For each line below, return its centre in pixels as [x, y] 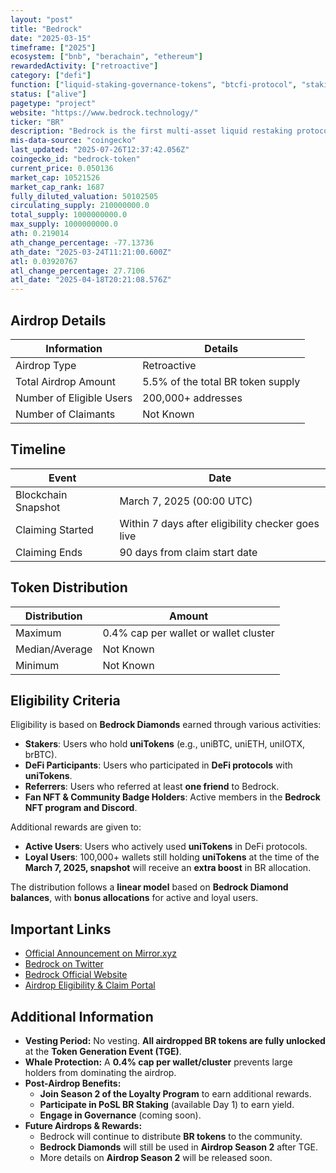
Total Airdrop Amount [65, 381]
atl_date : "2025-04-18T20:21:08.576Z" [91, 280]
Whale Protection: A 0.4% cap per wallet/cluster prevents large [158, 1062]
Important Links [61, 929]
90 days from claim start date [188, 552]
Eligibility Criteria [65, 700]
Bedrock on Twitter [64, 964]
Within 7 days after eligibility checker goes [219, 523]
